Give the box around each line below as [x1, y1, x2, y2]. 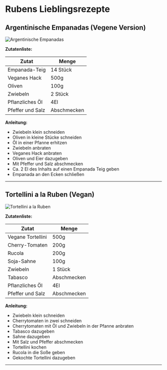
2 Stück [50, 91, 69, 97]
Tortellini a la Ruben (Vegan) [5, 190, 94, 199]
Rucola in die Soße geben [12, 349, 66, 355]
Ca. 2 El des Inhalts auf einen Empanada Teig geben [12, 166, 119, 172]
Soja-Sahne [7, 258, 36, 265]
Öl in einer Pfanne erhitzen [12, 140, 67, 145]
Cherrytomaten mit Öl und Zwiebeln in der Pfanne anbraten [12, 323, 134, 329]
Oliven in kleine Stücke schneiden [12, 134, 82, 140]
